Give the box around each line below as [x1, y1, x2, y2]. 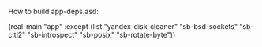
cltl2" [8, 31, 26, 39]
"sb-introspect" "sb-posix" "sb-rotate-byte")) [27, 31, 176, 39]
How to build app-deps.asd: [8, 7, 99, 16]
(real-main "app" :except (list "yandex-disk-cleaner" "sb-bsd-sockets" [8, 22, 238, 31]
